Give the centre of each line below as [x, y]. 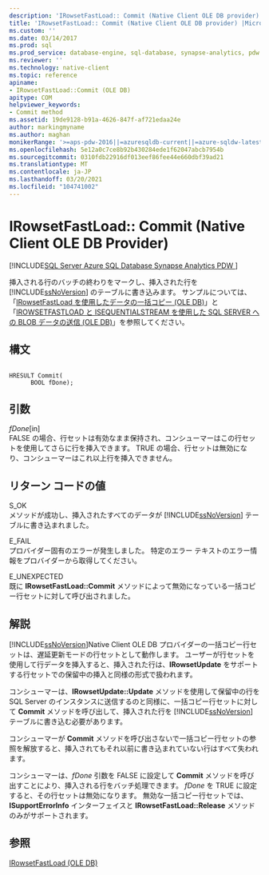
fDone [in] [25, 429]
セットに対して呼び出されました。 [79, 596]
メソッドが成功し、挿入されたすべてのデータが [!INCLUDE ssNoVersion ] [126, 515]
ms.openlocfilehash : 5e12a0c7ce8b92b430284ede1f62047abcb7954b [117, 150]
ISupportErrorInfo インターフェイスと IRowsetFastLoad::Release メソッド [133, 805]
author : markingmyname [47, 127]
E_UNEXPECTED [36, 577]
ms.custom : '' [33, 30]
